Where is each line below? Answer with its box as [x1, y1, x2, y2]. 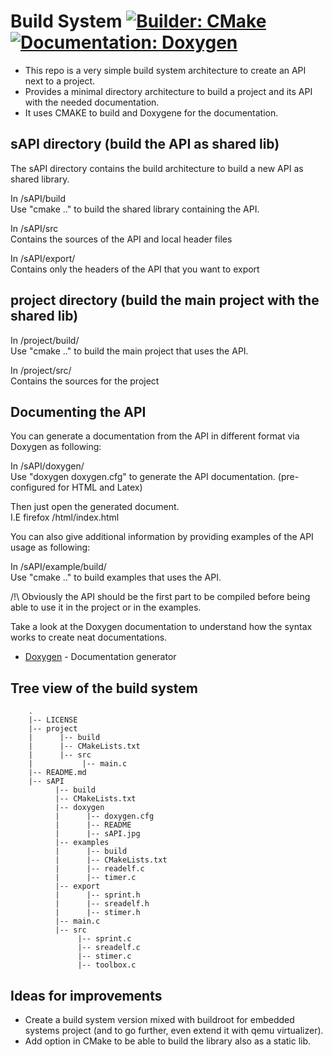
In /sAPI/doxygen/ [10, 460, 85, 472]
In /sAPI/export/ [10, 252, 76, 264]
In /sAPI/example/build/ [10, 561, 107, 573]
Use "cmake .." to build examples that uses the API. [10, 571, 222, 584]
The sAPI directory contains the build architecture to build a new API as [10, 162, 304, 174]
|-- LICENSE [28, 715, 78, 725]
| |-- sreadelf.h [54, 899, 150, 909]
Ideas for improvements [10, 987, 163, 1004]
